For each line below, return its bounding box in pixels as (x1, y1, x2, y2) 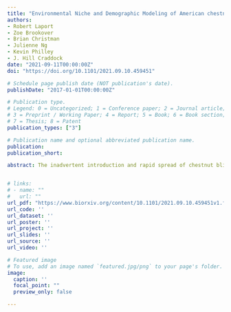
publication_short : (7, 149, 63, 157)
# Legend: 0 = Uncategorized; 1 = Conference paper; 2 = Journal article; (7, 105, 226, 112)
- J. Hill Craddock (7, 55, 63, 62)
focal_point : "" (13, 282, 60, 289)
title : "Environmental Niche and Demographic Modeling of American (7, 10, 205, 17)
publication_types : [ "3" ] (7, 124, 81, 131)
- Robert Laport (7, 23, 54, 30)
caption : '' (13, 276, 48, 282)
